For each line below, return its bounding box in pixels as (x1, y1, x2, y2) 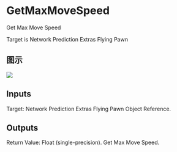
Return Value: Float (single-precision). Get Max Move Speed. (6, 139, 160, 147)
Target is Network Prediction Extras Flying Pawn (6, 35, 129, 43)
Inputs (6, 89, 32, 100)
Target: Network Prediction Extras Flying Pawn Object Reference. (6, 105, 171, 112)
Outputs (6, 123, 39, 133)
